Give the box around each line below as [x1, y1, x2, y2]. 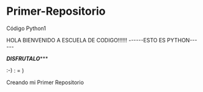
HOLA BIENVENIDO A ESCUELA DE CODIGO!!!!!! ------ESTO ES [6, 36, 166, 44]
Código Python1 [6, 25, 46, 32]
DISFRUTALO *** [6, 55, 48, 62]
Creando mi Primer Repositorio [6, 79, 84, 86]
